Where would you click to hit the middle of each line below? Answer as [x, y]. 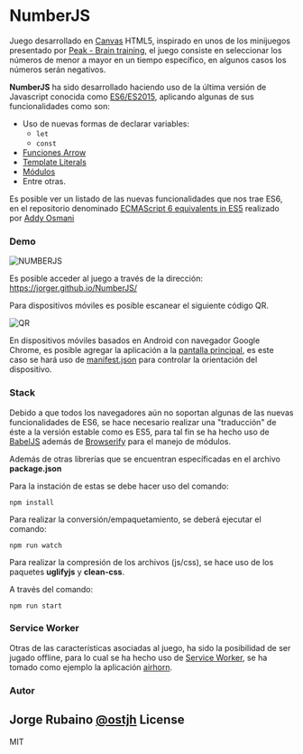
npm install [32, 502]
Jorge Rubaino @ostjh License [97, 720]
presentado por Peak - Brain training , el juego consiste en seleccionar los [146, 50]
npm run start [36, 606]
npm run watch [36, 545]
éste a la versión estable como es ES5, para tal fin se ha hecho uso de [140, 432]
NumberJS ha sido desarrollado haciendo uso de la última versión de [138, 87]
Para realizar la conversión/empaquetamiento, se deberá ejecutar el [135, 519]
